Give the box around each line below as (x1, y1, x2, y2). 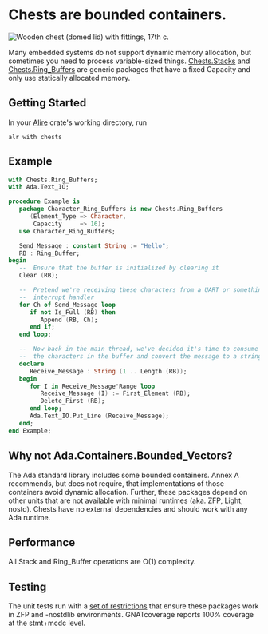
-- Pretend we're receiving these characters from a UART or (18, 286, 230, 294)
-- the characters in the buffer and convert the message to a (18, 353, 238, 361)
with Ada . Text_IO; (8, 183, 69, 191)
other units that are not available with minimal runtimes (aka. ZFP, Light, (8, 496, 243, 505)
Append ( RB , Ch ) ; (40, 316, 98, 324)
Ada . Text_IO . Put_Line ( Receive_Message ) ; (29, 412, 170, 421)
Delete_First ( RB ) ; (40, 397, 105, 405)
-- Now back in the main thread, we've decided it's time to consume (18, 345, 259, 353)
